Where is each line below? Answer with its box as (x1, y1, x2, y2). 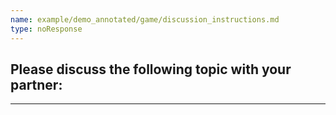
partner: (10, 76, 63, 93)
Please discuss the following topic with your (10, 61, 292, 78)
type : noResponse (10, 24, 83, 34)
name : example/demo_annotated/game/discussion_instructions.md (10, 14, 280, 25)
